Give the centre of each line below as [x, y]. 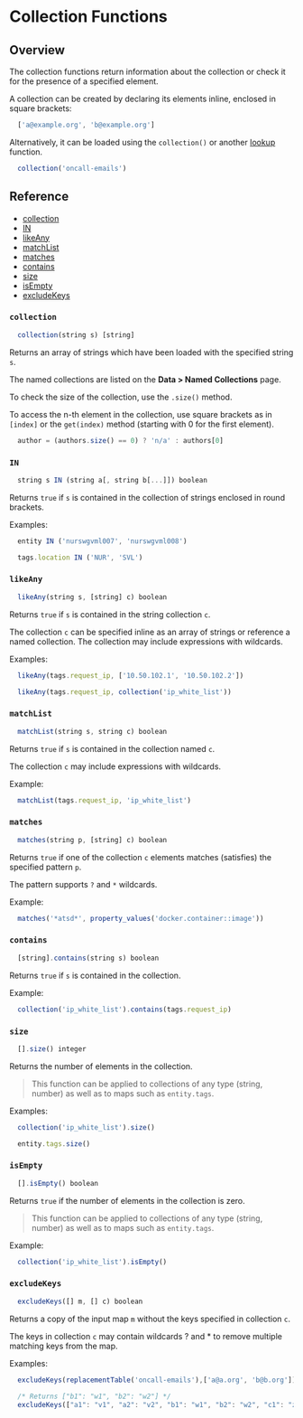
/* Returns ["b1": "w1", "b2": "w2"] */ [94, 1397]
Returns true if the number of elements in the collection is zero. [127, 1200]
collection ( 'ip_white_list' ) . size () [86, 1127]
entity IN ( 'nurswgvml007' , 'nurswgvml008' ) [102, 541]
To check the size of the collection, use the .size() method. [121, 397]
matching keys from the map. [64, 1346]
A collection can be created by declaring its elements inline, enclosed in [143, 99]
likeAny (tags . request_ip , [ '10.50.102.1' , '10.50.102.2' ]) [131, 675]
